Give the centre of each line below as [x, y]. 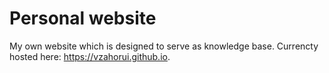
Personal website [83, 18]
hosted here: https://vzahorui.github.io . [90, 56]
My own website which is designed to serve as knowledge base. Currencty [164, 46]
